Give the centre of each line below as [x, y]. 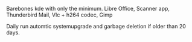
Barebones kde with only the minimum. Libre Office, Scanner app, [88, 9]
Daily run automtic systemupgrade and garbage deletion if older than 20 [96, 26]
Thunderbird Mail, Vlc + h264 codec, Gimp [59, 15]
